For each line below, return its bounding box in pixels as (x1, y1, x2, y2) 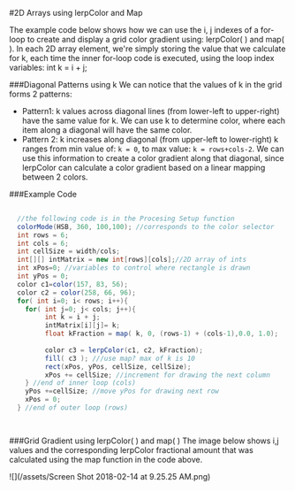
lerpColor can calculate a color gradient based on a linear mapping (21, 163, 266, 173)
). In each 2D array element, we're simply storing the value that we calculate (9, 43, 286, 54)
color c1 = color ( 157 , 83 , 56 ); (17, 280, 128, 288)
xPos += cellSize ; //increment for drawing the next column (44, 371, 271, 380)
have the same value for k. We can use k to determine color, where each (21, 115, 285, 126)
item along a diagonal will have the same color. (21, 125, 193, 135)
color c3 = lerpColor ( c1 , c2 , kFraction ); (44, 345, 203, 355)
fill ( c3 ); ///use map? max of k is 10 (44, 354, 196, 363)
